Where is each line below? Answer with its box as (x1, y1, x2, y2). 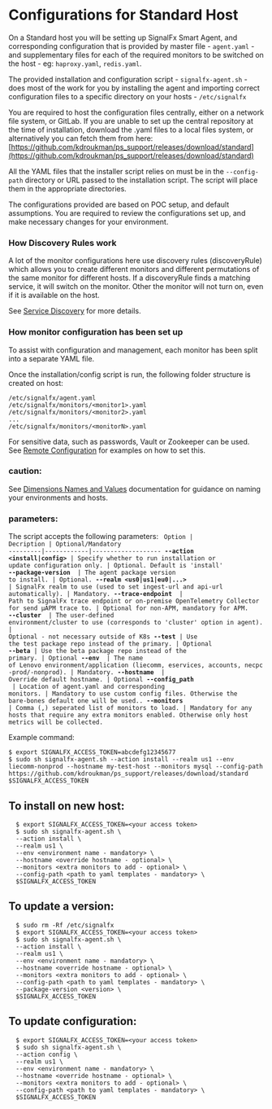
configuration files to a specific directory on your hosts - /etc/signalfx (8, 91, 247, 101)
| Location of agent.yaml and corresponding (11, 682, 165, 691)
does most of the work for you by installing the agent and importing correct (8, 83, 260, 93)
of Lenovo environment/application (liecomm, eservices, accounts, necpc (8, 661, 264, 669)
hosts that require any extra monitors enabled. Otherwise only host (8, 711, 249, 720)
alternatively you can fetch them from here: (8, 133, 153, 143)
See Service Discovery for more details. (8, 306, 141, 316)
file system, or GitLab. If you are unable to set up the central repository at (8, 116, 254, 125)
